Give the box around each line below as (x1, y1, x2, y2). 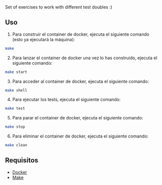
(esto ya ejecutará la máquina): (12, 36, 75, 42)
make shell (5, 88, 27, 92)
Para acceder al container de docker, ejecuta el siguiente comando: (12, 78, 149, 84)
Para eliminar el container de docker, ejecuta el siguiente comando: (12, 133, 149, 139)
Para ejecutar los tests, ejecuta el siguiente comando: (12, 96, 121, 102)
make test (5, 106, 26, 111)
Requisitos (5, 156, 38, 164)
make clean (5, 143, 27, 148)
